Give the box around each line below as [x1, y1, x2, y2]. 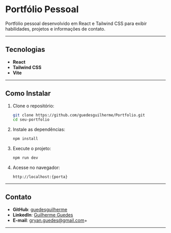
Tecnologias [5, 45, 45, 54]
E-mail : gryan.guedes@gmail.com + [12, 217, 88, 223]
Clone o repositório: [12, 103, 54, 109]
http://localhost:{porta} [12, 174, 68, 180]
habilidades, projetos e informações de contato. [5, 25, 106, 32]
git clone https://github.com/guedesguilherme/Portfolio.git [12, 112, 146, 118]
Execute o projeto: [12, 145, 51, 152]
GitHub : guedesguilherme [12, 206, 68, 212]
